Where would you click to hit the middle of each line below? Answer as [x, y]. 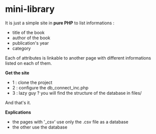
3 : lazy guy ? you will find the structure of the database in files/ [77, 93]
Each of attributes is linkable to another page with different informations [78, 58]
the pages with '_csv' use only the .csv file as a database [70, 122]
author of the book [31, 38]
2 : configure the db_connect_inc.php [50, 87]
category [21, 48]
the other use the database [40, 127]
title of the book [28, 32]
